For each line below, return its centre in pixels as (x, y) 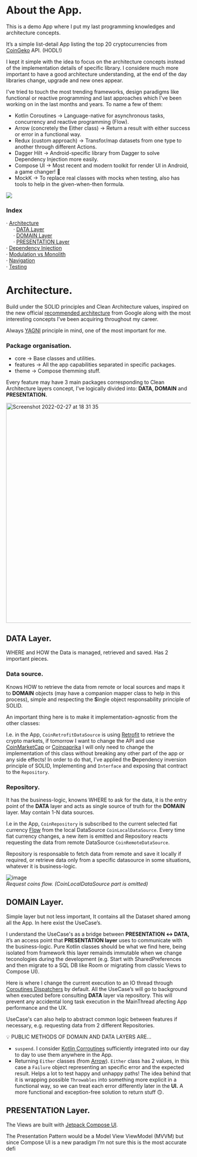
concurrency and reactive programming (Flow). (72, 121)
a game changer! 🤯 (37, 171)
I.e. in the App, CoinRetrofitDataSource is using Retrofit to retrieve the (90, 735)
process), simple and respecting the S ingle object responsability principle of (98, 699)
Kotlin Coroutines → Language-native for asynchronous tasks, (90, 116)
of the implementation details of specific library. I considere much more (92, 67)
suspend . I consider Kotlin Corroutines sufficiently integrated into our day (102, 1048)
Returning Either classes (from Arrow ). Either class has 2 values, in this (102, 1061)
